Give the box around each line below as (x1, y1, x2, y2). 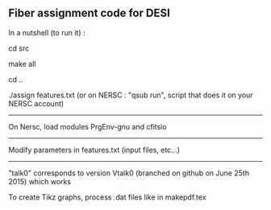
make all (8, 59, 36, 68)
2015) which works (8, 176, 71, 186)
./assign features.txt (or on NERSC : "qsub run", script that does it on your (8, 90, 253, 100)
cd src (8, 43, 30, 53)
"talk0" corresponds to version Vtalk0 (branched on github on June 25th (8, 168, 250, 178)
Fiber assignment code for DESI (8, 6, 171, 20)
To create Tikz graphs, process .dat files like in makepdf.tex (8, 192, 207, 202)
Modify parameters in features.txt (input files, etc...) (8, 145, 180, 154)
